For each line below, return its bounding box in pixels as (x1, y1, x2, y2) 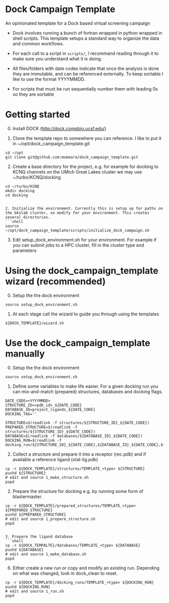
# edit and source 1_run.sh (5, 588, 64, 594)
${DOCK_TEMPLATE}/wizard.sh (5, 320, 64, 325)
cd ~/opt (5, 150, 24, 155)
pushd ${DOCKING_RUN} (5, 584, 51, 589)
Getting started (5, 109, 70, 120)
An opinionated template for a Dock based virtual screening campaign (5, 20, 150, 26)
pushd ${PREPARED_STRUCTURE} (5, 512, 66, 517)
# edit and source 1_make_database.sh (5, 552, 87, 557)
